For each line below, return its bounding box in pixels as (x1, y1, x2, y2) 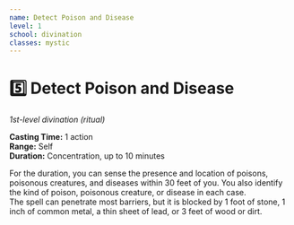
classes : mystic (9, 38, 70, 48)
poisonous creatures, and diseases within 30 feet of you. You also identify (9, 177, 283, 188)
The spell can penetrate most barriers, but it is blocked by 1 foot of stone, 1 (9, 196, 286, 207)
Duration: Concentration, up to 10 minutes (9, 151, 166, 161)
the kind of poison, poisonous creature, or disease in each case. (9, 187, 246, 198)
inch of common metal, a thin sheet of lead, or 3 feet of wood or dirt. (9, 206, 263, 217)
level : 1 (9, 22, 42, 30)
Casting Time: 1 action (9, 132, 94, 143)
